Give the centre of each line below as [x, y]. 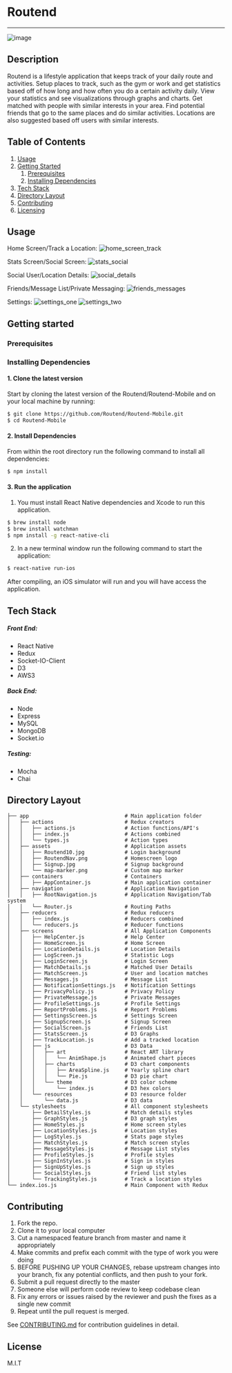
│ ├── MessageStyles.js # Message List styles [98, 1149]
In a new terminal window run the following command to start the [109, 549]
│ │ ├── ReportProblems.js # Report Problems [92, 1010]
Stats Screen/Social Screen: [47, 262]
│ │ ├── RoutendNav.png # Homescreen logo [92, 858]
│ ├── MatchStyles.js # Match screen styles [98, 1143]
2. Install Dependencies [42, 436]
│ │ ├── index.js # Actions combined [94, 834]
